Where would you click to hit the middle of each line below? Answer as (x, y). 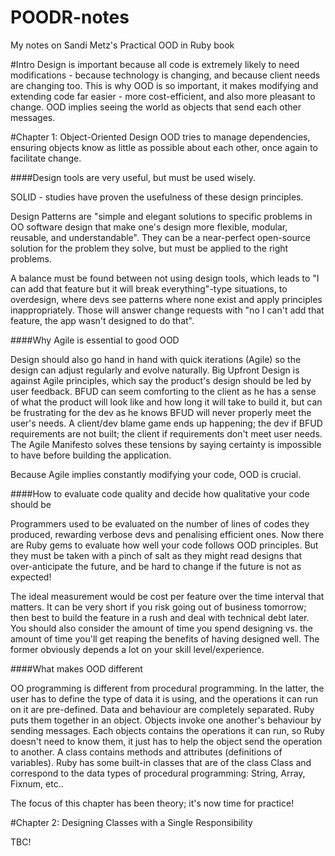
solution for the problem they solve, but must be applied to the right (149, 248)
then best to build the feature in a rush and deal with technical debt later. (160, 617)
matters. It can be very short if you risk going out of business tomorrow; (158, 607)
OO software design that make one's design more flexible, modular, (149, 227)
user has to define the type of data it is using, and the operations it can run (164, 698)
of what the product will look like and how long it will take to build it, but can (166, 402)
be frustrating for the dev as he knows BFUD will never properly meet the (161, 412)
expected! (31, 577)
